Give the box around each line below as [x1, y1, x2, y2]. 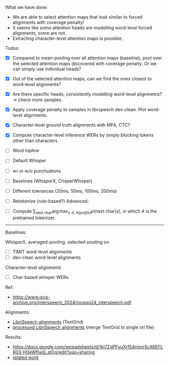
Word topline [12, 148, 39, 154]
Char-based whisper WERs [12, 274, 69, 280]
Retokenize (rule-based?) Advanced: [12, 198, 89, 204]
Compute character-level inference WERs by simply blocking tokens [12, 132, 154, 138]
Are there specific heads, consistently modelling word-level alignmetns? [12, 91, 162, 97]
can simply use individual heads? [12, 66, 81, 72]
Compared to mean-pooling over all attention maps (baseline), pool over [12, 55, 162, 61]
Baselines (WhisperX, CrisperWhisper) [12, 178, 93, 184]
